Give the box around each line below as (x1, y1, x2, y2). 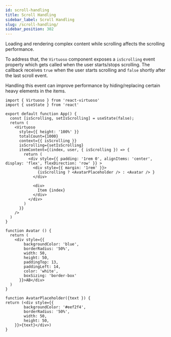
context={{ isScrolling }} (18, 138, 77, 144)
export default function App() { (5, 111, 77, 117)
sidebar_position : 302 (5, 27, 54, 32)
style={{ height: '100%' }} (18, 129, 80, 135)
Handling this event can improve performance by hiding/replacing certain (5, 83, 161, 89)
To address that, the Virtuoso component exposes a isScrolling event (5, 56, 155, 62)
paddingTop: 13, (24, 260, 59, 265)
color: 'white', (24, 269, 59, 274)
